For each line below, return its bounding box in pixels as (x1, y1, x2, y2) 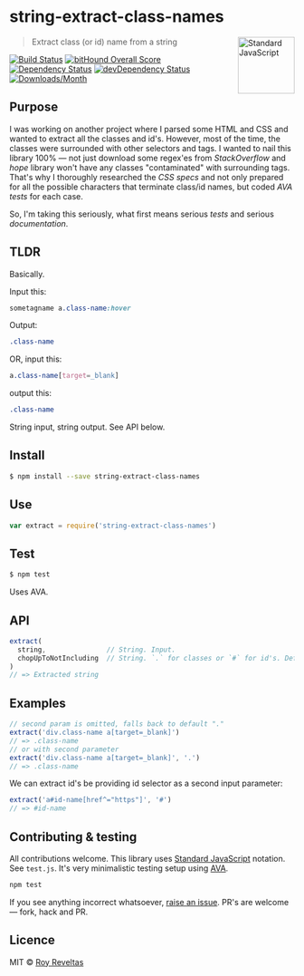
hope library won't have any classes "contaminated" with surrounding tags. (9, 161, 290, 173)
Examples (9, 695, 66, 710)
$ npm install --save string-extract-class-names (9, 471, 201, 481)
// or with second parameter (9, 745, 119, 754)
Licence (9, 933, 56, 948)
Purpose (9, 100, 59, 115)
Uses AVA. (9, 586, 49, 597)
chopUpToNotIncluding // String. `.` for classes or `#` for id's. (17, 653, 281, 662)
